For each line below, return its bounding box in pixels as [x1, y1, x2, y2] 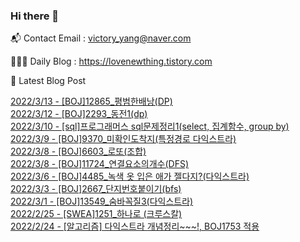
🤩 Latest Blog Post [10, 75, 87, 87]
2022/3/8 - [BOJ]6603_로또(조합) [10, 145, 147, 158]
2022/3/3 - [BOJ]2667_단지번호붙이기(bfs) [10, 183, 182, 195]
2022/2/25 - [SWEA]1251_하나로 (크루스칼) [10, 208, 183, 220]
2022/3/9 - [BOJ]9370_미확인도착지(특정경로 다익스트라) [10, 133, 237, 145]
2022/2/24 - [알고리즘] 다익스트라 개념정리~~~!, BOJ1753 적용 [10, 220, 260, 233]
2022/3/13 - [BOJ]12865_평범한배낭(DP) [10, 95, 173, 108]
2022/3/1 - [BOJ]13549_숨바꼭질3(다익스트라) [10, 195, 194, 208]
